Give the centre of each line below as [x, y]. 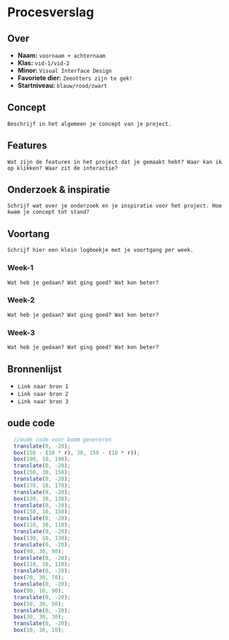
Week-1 [20, 268]
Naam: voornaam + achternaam [61, 55]
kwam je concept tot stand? [49, 212]
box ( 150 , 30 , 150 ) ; [42, 472]
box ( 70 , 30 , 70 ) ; [39, 578]
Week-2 [21, 300]
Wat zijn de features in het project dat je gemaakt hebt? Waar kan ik [114, 162]
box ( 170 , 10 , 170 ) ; [42, 485]
